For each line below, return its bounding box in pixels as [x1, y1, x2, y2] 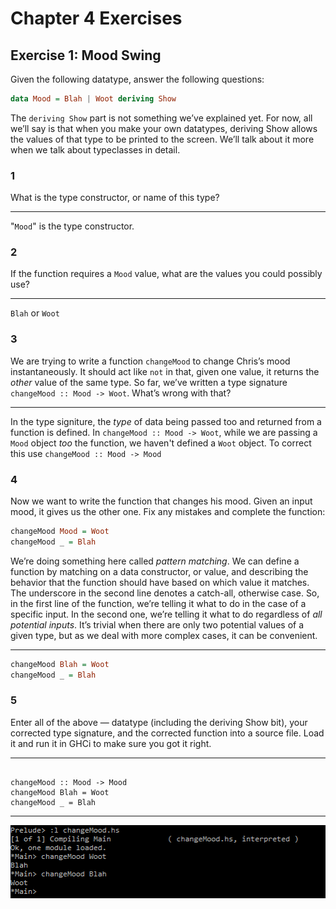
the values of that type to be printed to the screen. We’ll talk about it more [10, 133, 315, 145]
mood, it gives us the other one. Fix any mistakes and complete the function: [10, 506, 326, 518]
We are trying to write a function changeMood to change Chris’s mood [10, 355, 291, 367]
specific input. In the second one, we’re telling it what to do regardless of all [10, 608, 323, 620]
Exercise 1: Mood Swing [10, 47, 162, 64]
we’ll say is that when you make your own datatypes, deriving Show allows [10, 122, 318, 134]
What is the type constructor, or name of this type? [10, 192, 220, 204]
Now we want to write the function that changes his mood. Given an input [10, 495, 313, 507]
